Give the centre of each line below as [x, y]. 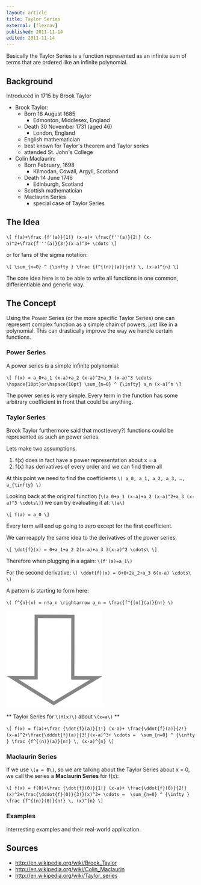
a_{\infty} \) [24, 485]
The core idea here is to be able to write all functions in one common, [92, 278]
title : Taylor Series [33, 19]
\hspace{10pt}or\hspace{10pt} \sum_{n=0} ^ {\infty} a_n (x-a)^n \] [94, 384]
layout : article [26, 13]
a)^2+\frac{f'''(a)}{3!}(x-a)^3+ [48, 244]
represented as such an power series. [53, 437]
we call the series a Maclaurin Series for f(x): [63, 776]
